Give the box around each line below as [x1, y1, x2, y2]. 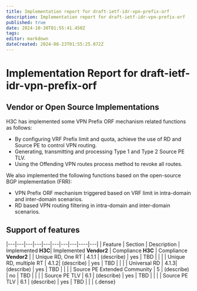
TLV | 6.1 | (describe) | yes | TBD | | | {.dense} [6, 278, 116, 285]
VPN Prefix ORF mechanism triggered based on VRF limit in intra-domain [14, 189, 191, 197]
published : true [6, 19, 46, 25]
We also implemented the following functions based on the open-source [6, 171, 181, 179]
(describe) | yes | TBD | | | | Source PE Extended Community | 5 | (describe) [6, 265, 189, 273]
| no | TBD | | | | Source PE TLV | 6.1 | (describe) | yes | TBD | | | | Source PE [6, 272, 188, 279]
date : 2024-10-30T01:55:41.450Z [6, 25, 85, 31]
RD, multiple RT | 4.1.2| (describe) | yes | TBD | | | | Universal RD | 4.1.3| [6, 259, 178, 266]
